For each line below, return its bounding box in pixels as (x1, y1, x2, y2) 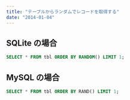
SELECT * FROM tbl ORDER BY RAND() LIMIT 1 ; (6, 89, 119, 95)
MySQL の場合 (6, 72, 60, 83)
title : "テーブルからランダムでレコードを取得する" (6, 8, 120, 15)
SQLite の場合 (6, 38, 58, 48)
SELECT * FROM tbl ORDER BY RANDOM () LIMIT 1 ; (6, 54, 125, 60)
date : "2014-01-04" (6, 14, 55, 20)
